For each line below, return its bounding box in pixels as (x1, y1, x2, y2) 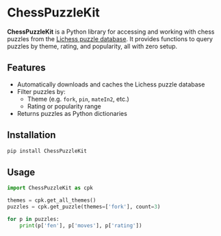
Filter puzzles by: (16, 87, 66, 95)
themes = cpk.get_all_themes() (7, 197, 96, 204)
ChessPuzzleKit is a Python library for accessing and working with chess (7, 27, 215, 36)
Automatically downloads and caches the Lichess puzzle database (16, 80, 205, 88)
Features (7, 62, 46, 73)
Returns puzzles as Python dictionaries (16, 109, 128, 117)
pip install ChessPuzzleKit (7, 147, 88, 154)
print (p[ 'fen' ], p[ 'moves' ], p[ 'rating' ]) (19, 222, 142, 229)
